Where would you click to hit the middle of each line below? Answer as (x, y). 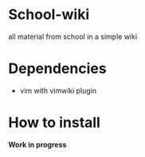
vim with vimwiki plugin (58, 90)
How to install (55, 123)
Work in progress (37, 144)
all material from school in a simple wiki (73, 36)
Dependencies (57, 69)
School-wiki (49, 15)
